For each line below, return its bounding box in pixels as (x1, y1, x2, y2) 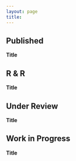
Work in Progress (6, 133, 71, 144)
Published (6, 36, 44, 46)
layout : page (6, 8, 38, 15)
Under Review (6, 101, 58, 111)
